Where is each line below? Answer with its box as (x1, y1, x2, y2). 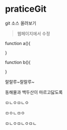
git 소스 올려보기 (5, 20, 37, 26)
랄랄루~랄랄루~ (5, 79, 35, 85)
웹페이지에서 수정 (17, 30, 50, 36)
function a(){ (5, 40, 31, 46)
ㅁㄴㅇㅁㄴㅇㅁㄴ (5, 120, 37, 126)
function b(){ (5, 59, 31, 65)
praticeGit (5, 3, 46, 15)
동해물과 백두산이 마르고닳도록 (5, 89, 63, 95)
